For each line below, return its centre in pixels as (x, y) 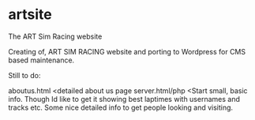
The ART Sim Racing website (55, 36)
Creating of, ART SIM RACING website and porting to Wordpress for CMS (127, 51)
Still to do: (24, 75)
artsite (30, 15)
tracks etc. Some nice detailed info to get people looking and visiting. (121, 107)
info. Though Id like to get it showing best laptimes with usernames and (124, 99)
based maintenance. (41, 60)
